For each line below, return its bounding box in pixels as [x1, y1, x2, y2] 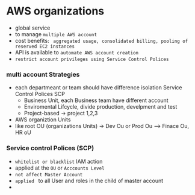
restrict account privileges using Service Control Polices [14, 56, 169, 62]
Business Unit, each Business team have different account [23, 97, 169, 104]
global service [14, 24, 51, 31]
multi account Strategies [6, 70, 80, 78]
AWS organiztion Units [14, 116, 71, 123]
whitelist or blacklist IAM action [14, 158, 103, 165]
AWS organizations [6, 4, 105, 18]
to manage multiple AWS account [14, 30, 97, 37]
